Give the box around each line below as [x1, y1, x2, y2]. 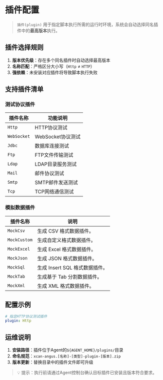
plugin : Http [5, 318, 32, 323]
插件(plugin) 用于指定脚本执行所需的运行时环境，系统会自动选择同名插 [17, 21, 158, 27]
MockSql [7, 264, 25, 270]
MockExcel [7, 246, 30, 252]
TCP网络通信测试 [35, 189, 74, 195]
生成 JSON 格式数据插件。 [37, 255, 97, 262]
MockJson [7, 255, 28, 261]
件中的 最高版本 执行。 [17, 27, 60, 33]
